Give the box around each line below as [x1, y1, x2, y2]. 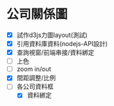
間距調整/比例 [16, 74, 56, 82]
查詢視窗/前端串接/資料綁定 [16, 48, 95, 56]
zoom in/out [16, 65, 51, 73]
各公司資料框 [16, 82, 54, 91]
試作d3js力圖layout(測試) [16, 31, 88, 39]
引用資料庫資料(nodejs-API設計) [16, 40, 108, 47]
